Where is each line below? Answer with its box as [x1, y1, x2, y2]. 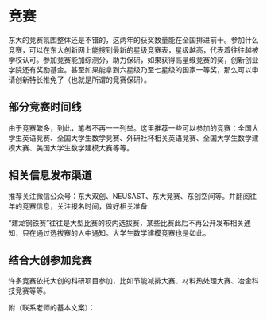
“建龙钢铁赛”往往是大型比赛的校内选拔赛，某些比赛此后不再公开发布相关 [8, 218, 245, 228]
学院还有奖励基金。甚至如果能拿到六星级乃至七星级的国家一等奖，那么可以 [8, 64, 252, 74]
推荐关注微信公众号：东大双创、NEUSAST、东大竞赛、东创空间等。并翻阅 [8, 191, 250, 201]
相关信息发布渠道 [8, 169, 92, 182]
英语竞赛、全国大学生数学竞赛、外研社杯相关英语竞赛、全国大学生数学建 [21, 133, 259, 142]
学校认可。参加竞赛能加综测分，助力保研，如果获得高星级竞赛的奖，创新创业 [8, 55, 259, 64]
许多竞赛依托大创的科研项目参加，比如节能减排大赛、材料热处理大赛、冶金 [8, 276, 252, 286]
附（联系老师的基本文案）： [8, 303, 95, 313]
